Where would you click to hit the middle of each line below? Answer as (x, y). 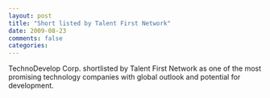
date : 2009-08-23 (37, 31)
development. (31, 86)
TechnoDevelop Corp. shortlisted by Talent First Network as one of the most (135, 68)
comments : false (35, 38)
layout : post (30, 16)
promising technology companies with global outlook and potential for (125, 77)
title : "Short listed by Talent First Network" (90, 23)
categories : (28, 46)
